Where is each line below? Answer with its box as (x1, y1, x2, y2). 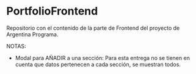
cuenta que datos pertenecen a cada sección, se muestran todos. (15, 61, 181, 68)
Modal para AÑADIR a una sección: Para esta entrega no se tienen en (15, 54, 191, 61)
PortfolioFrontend (6, 4, 98, 18)
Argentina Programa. (6, 30, 59, 38)
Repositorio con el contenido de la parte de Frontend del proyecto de (6, 24, 180, 32)
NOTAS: (6, 42, 26, 50)
